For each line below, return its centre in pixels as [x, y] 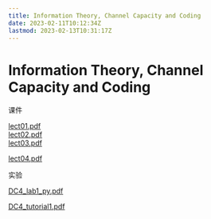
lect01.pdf [25, 126]
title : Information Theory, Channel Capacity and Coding [105, 16]
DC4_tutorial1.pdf [37, 207]
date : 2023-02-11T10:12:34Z [55, 23]
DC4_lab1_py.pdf [36, 191]
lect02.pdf [25, 135]
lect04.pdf [25, 159]
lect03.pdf [25, 143]
